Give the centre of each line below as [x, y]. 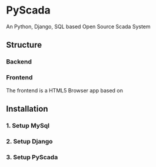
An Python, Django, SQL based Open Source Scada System [79, 26]
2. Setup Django [29, 141]
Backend [19, 62]
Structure [24, 45]
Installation [27, 108]
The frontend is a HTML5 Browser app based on [65, 90]
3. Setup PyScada [32, 157]
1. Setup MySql [28, 125]
